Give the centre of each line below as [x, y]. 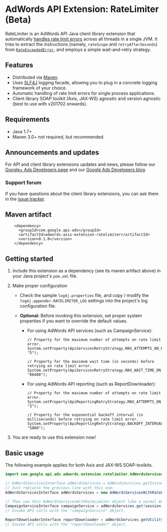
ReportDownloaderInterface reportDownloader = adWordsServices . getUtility [84, 520]
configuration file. [38, 306]
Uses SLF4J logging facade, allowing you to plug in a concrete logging [85, 82]
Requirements [27, 120]
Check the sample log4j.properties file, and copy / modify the [84, 295]
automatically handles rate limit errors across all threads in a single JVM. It [81, 39]
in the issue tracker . [25, 199]
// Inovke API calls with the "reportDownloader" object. [66, 525]
